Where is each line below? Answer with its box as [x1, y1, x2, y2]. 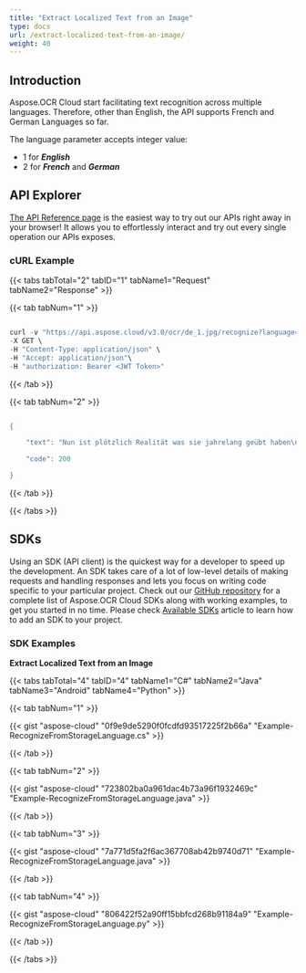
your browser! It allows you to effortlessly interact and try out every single [9, 221, 287, 233]
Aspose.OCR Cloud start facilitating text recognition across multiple [9, 97, 262, 108]
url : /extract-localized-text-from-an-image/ [9, 30, 185, 39]
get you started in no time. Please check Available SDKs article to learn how [9, 604, 294, 615]
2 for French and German [22, 162, 120, 173]
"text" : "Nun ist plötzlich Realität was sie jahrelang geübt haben [25, 438, 291, 447]
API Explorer [9, 188, 82, 204]
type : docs [9, 22, 51, 31]
